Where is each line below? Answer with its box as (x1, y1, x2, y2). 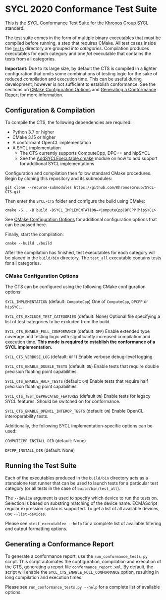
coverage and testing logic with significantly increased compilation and (5, 334, 151, 340)
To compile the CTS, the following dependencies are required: (5, 119, 132, 125)
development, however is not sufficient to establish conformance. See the (5, 81, 156, 87)
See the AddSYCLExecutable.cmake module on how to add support (19, 155, 158, 161)
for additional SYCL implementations (19, 160, 95, 167)
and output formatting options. (5, 526, 68, 532)
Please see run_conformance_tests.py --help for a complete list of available (5, 584, 160, 590)
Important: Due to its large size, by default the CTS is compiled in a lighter (5, 65, 157, 71)
